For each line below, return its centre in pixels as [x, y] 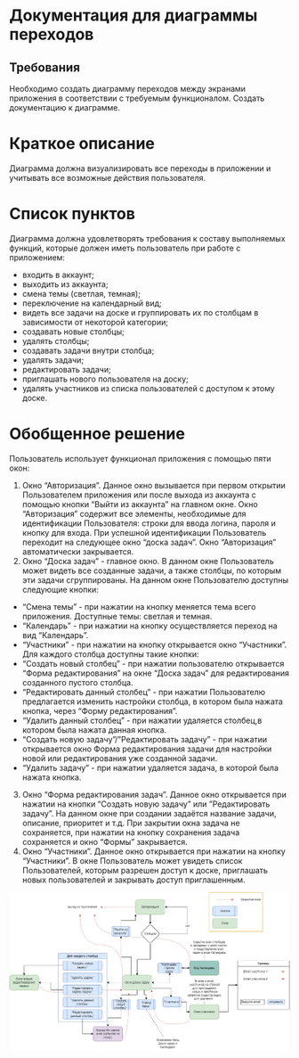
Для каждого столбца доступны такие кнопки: [110, 654]
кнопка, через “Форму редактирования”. [100, 710]
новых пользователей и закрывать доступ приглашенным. [134, 880]
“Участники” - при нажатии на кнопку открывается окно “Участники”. [154, 644]
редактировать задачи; [66, 369]
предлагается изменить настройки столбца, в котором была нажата [152, 701]
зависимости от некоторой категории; [95, 322]
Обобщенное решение [97, 434]
